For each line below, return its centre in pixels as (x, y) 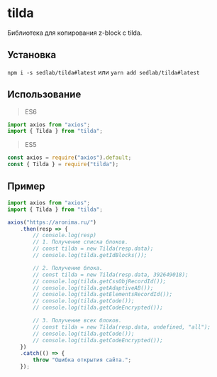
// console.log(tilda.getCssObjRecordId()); (100, 281)
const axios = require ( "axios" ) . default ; (69, 158)
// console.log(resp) (65, 236)
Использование (44, 95)
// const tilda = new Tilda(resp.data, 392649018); (111, 275)
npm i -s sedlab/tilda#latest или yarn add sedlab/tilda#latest (104, 72)
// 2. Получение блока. (68, 268)
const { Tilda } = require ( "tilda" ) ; (63, 165)
